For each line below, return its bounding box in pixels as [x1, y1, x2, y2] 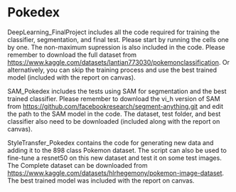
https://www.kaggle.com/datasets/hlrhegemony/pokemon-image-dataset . [7, 169, 225, 177]
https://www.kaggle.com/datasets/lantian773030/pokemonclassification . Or [7, 58, 230, 66]
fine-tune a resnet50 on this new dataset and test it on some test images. [7, 154, 222, 162]
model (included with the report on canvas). [7, 73, 136, 82]
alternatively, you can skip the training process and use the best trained [7, 65, 217, 74]
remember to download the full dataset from [7, 50, 137, 59]
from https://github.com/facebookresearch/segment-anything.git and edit [7, 102, 224, 110]
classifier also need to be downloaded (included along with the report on [7, 117, 220, 125]
